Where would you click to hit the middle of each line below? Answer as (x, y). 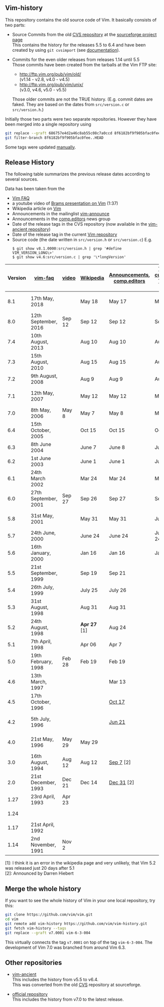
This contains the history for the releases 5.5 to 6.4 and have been (79, 45)
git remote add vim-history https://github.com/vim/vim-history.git (76, 923)
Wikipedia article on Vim (37, 209)
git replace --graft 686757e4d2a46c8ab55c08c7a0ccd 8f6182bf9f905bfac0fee (83, 133)
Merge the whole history (43, 889)
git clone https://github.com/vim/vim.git (49, 915)
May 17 (118, 301)
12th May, (43, 393)
